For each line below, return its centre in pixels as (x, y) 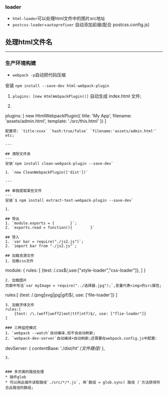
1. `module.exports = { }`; (41, 223)
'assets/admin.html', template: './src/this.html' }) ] (56, 121)
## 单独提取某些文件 (23, 191)
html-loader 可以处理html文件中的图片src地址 (59, 18)
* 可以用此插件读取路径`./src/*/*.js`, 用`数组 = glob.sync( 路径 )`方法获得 (81, 383)
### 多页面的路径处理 (24, 372)
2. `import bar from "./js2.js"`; (41, 246)
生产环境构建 (21, 63)
